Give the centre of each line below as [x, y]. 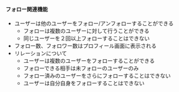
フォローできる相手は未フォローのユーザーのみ [81, 68]
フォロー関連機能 [27, 9]
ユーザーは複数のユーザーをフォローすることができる [89, 61]
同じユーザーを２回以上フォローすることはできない [86, 38]
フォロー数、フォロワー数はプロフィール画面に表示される [85, 46]
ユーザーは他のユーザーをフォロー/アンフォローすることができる [94, 23]
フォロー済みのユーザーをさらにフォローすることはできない [97, 76]
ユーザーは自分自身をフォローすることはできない [84, 83]
